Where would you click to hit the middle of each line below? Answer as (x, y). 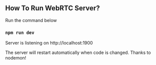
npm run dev (20, 32)
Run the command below (31, 20)
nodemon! (16, 58)
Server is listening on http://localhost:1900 (49, 43)
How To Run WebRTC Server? (53, 8)
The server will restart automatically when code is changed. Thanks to (78, 52)
